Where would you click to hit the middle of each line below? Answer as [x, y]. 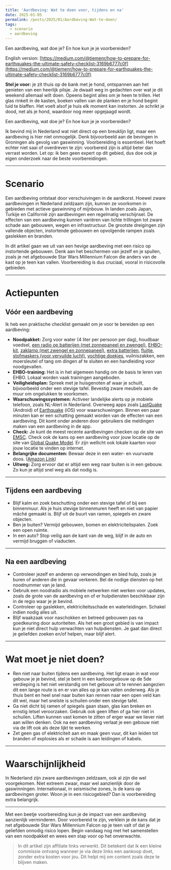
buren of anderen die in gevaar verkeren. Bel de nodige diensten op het [88, 579]
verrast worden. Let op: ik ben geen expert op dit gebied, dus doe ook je [81, 153]
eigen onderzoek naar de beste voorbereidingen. [56, 158]
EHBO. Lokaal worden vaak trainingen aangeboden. [67, 377]
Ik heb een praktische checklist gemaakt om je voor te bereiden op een [80, 324]
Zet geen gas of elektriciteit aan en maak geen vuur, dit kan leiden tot [85, 733]
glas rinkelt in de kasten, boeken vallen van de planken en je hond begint [81, 101]
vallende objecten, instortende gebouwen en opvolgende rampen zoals [80, 230]
